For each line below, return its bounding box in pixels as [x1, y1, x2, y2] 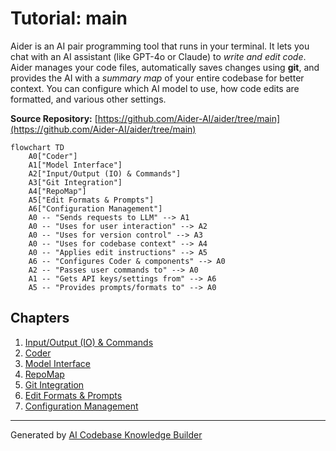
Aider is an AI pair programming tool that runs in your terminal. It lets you [10, 40, 310, 52]
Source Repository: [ [10, 112, 98, 124]
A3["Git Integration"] [28, 177, 123, 187]
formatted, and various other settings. [10, 93, 167, 105]
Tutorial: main [10, 7, 128, 30]
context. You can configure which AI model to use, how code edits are [10, 82, 300, 94]
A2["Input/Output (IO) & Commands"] [28, 168, 182, 179]
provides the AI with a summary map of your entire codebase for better [10, 72, 305, 84]
